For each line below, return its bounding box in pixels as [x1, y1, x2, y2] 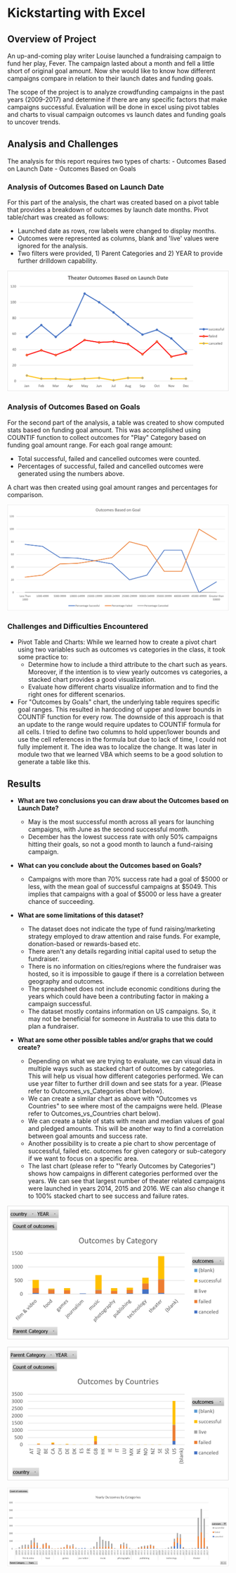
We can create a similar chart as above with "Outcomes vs [27, 1094, 197, 1103]
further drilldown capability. [17, 257, 98, 265]
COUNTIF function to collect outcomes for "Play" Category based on [7, 433, 206, 441]
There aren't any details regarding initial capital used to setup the [27, 947, 216, 956]
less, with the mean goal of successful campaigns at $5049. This [27, 883, 217, 891]
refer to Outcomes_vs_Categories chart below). [27, 1087, 164, 1096]
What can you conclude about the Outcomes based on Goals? [17, 862, 202, 870]
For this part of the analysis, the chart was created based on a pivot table [7, 198, 219, 207]
